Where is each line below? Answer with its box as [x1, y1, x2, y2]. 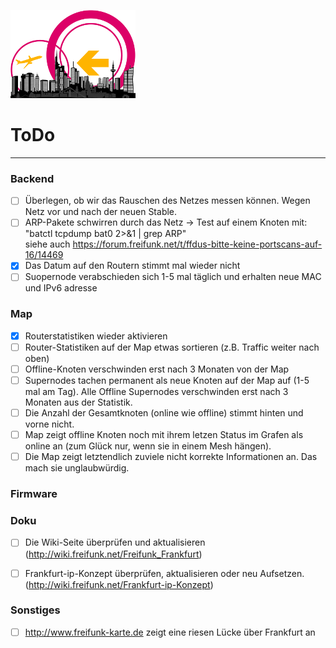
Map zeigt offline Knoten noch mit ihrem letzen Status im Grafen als [24, 429, 304, 441]
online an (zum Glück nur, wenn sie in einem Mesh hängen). [24, 440, 272, 452]
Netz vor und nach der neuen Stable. [24, 206, 178, 218]
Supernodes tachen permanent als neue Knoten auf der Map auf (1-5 [24, 374, 310, 386]
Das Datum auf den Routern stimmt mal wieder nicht [24, 260, 241, 272]
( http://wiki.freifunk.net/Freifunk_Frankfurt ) [24, 548, 203, 560]
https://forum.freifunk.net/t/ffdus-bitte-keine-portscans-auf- [72, 238, 323, 250]
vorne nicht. [24, 418, 75, 430]
